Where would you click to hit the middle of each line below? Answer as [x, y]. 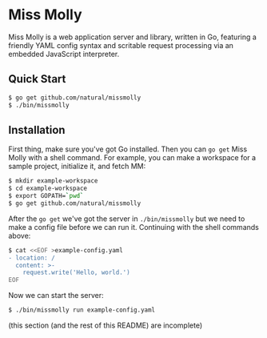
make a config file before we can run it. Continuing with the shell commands [134, 227]
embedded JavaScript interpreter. [64, 54]
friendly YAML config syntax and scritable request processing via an [121, 45]
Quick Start [37, 79]
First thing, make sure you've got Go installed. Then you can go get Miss [128, 149]
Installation [37, 130]
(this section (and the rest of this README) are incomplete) [106, 325]
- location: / [32, 258]
